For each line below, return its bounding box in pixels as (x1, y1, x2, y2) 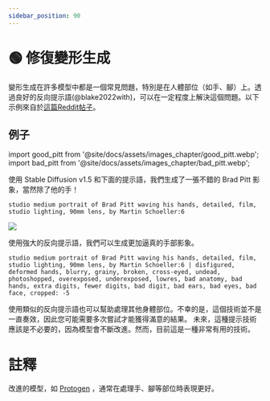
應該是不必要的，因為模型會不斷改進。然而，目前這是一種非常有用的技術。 (8, 325, 255, 334)
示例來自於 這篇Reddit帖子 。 (8, 102, 100, 112)
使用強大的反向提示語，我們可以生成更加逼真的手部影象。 (8, 238, 198, 248)
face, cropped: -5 (8, 289, 70, 297)
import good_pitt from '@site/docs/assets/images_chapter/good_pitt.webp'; (8, 149, 260, 159)
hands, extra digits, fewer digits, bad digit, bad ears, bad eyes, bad (8, 282, 257, 290)
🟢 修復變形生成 (8, 49, 111, 67)
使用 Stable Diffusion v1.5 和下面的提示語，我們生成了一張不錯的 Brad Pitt (8, 174, 252, 185)
